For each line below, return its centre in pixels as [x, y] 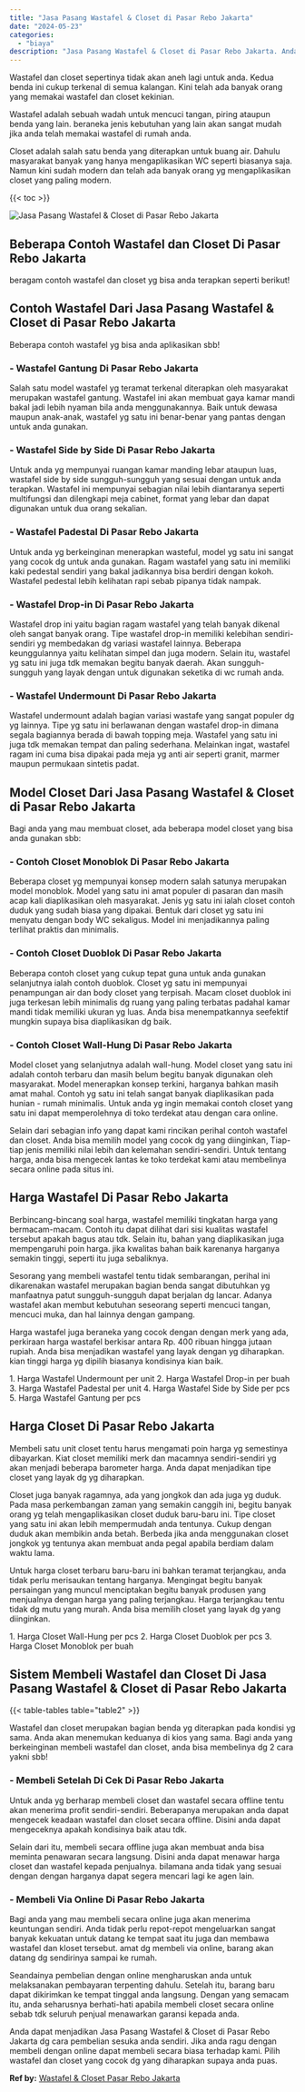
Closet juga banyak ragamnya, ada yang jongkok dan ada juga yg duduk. [145, 1494]
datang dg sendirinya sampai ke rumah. [83, 1958]
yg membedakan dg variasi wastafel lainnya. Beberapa [139, 643]
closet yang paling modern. [60, 180]
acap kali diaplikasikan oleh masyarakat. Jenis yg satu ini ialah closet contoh [152, 901]
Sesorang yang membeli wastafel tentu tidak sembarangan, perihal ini [140, 1275]
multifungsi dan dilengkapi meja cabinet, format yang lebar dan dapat [139, 499]
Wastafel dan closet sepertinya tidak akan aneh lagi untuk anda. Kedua [142, 77]
